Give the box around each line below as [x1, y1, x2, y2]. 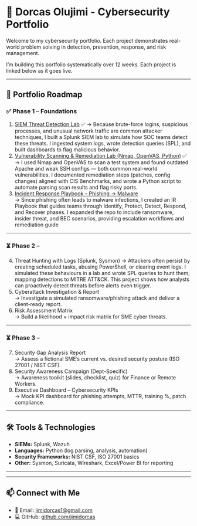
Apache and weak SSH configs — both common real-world [14, 165, 158, 172]
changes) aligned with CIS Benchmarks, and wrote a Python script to [14, 177, 182, 184]
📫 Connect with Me [6, 488, 80, 498]
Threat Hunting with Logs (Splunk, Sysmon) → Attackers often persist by [14, 257, 191, 264]
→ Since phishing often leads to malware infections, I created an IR [14, 196, 176, 203]
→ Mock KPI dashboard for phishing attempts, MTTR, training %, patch [14, 393, 186, 400]
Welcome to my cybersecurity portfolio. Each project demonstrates [6, 37, 168, 44]
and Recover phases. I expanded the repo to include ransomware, [14, 208, 174, 216]
